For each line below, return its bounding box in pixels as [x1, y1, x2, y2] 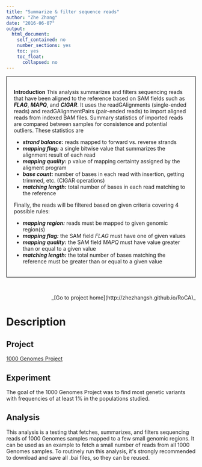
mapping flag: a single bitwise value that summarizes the [22, 145, 166, 152]
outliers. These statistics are [13, 127, 84, 134]
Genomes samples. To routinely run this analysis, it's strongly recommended [6, 447, 196, 455]
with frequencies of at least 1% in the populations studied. [6, 395, 150, 403]
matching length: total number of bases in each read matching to [22, 183, 185, 190]
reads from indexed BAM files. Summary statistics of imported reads [13, 114, 183, 121]
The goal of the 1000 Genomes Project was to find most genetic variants [6, 389, 186, 396]
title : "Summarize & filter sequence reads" [6, 8, 120, 15]
